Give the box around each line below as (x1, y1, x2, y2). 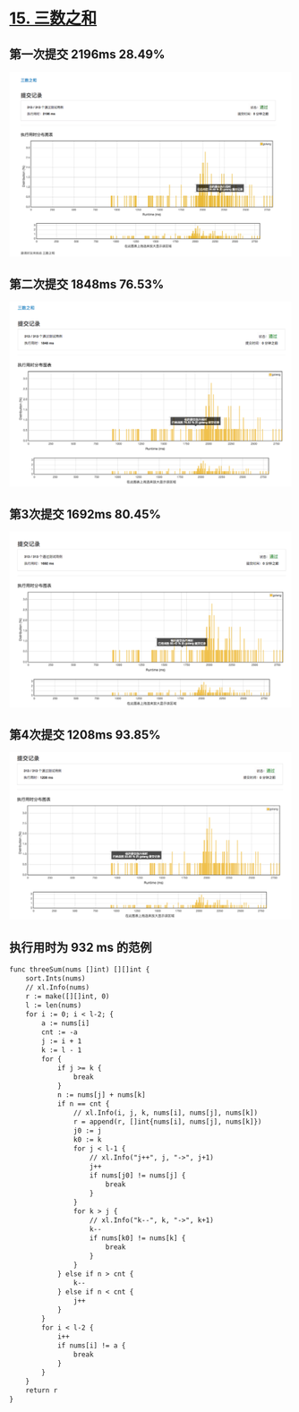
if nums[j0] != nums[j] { (89, 1170, 186, 1180)
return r (25, 1385, 58, 1395)
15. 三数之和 (9, 8, 97, 29)
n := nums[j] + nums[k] (56, 1090, 146, 1100)
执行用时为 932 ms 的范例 (9, 939, 152, 954)
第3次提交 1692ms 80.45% (9, 507, 161, 522)
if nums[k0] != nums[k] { (89, 1233, 186, 1243)
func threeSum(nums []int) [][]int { (9, 964, 150, 974)
